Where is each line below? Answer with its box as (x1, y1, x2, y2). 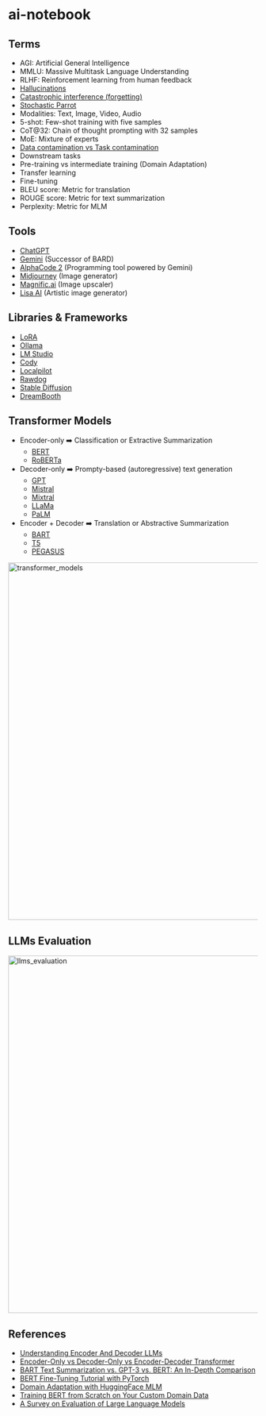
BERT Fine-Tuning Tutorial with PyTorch (19, 1374, 150, 1383)
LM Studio (19, 349, 54, 358)
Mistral (31, 484, 55, 494)
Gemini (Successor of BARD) (19, 254, 115, 264)
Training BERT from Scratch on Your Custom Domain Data (19, 1391, 209, 1400)
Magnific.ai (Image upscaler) (19, 280, 114, 289)
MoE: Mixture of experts (19, 134, 99, 144)
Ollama (19, 340, 44, 350)
